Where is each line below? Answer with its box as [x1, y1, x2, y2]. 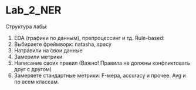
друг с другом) [13, 65, 52, 72]
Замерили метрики [13, 53, 63, 60]
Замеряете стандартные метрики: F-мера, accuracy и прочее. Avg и [13, 72, 186, 79]
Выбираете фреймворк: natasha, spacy [13, 41, 112, 48]
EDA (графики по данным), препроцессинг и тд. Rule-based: [13, 34, 165, 41]
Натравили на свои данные [13, 46, 83, 54]
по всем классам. [13, 78, 59, 85]
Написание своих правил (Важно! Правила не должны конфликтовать [13, 59, 190, 66]
